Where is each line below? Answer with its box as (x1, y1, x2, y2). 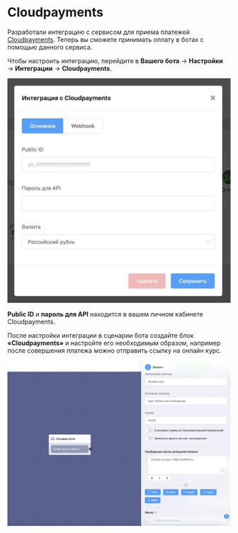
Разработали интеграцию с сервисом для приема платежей (7, 28, 190, 36)
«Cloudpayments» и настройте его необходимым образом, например (7, 339, 221, 347)
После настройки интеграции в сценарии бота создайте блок (7, 331, 194, 339)
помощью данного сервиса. (7, 43, 93, 51)
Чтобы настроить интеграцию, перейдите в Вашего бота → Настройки (7, 56, 223, 65)
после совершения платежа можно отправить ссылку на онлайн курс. (7, 346, 222, 355)
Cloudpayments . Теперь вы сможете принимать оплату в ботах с (7, 35, 204, 43)
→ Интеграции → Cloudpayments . (7, 64, 112, 72)
